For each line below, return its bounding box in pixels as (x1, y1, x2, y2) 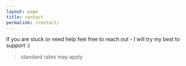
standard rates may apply (20, 54, 83, 61)
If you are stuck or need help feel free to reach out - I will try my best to (6, 36, 180, 43)
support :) (6, 42, 31, 49)
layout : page (6, 8, 38, 15)
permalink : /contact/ (6, 19, 60, 25)
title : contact (6, 14, 44, 20)
